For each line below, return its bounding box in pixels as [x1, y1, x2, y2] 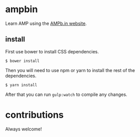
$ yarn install [5, 82, 38, 87]
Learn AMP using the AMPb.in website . [5, 20, 87, 26]
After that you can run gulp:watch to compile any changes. [5, 91, 128, 97]
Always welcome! [5, 126, 42, 132]
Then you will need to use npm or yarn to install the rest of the [5, 67, 135, 73]
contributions [5, 109, 64, 120]
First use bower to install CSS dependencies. [5, 48, 99, 54]
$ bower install [5, 58, 40, 63]
